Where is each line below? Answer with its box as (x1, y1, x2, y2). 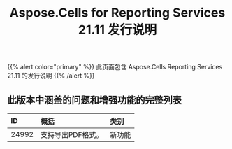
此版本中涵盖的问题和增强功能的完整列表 (7, 94, 182, 106)
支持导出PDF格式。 (40, 130, 103, 139)
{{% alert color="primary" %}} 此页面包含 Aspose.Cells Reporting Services (7, 63, 223, 71)
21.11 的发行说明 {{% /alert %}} (7, 71, 96, 80)
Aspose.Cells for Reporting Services (9, 5, 226, 21)
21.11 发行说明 (78, 22, 157, 38)
